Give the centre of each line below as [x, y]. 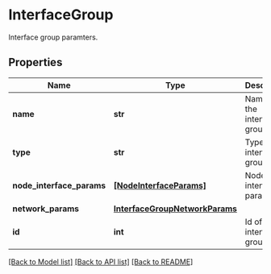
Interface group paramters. [53, 37]
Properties [35, 62]
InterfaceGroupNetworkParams [175, 209]
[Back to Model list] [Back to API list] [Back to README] [101, 262]
